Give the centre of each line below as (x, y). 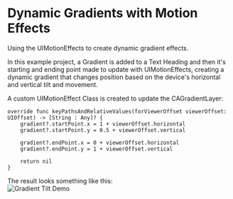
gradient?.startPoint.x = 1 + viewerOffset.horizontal (103, 124)
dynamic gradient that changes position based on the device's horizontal (114, 77)
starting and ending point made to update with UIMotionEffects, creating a (116, 69)
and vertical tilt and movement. (53, 84)
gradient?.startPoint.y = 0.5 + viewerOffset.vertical (103, 130)
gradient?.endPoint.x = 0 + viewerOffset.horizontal (100, 143)
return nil (36, 161)
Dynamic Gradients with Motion (103, 13)
